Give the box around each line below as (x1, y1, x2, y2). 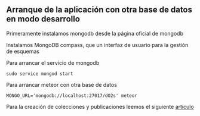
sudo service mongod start (6, 71, 73, 77)
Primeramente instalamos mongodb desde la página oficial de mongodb (6, 30, 184, 37)
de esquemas (6, 48, 40, 55)
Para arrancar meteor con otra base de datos (6, 81, 118, 88)
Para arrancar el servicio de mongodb (6, 59, 100, 66)
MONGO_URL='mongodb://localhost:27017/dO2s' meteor (6, 92, 137, 99)
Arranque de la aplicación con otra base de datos (6, 5, 193, 15)
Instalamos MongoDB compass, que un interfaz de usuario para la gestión (6, 41, 189, 48)
